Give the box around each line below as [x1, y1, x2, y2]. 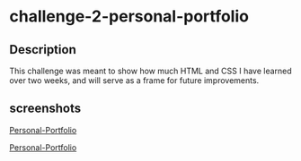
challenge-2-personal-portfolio [9, 6, 250, 27]
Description [9, 42, 76, 57]
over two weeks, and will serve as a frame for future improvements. [9, 75, 260, 86]
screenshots [9, 101, 82, 116]
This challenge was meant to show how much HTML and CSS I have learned [9, 65, 292, 76]
